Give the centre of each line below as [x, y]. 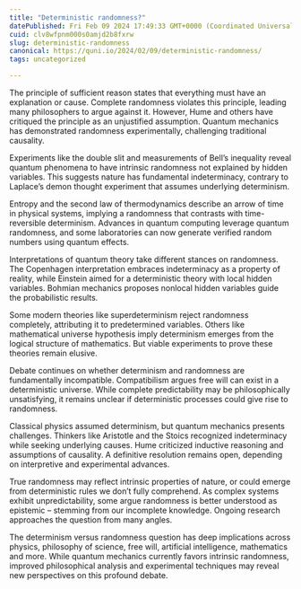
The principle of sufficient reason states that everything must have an [138, 92]
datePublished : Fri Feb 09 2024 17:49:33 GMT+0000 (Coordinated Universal [152, 26]
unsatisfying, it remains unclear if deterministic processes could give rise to [149, 399]
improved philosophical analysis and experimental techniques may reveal [144, 566]
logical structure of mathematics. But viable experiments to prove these [141, 343]
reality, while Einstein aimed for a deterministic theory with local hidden [141, 278]
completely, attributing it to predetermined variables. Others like [127, 325]
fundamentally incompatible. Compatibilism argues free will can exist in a [144, 380]
